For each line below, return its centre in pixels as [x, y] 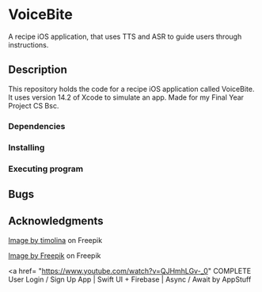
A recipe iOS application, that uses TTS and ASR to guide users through [125, 36]
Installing [27, 147]
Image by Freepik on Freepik [55, 256]
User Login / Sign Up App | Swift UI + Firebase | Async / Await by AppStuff [130, 279]
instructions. [28, 44]
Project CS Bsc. [34, 105]
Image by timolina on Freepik [55, 240]
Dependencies [37, 126]
